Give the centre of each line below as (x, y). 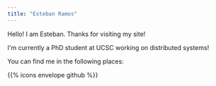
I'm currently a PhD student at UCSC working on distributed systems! (108, 47)
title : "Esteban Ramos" (42, 14)
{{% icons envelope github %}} (53, 75)
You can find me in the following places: (66, 61)
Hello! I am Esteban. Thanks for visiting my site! (76, 34)
